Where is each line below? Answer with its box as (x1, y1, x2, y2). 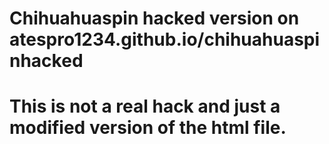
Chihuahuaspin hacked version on (9, 7, 300, 30)
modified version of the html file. (9, 117, 287, 139)
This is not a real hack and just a (9, 95, 281, 118)
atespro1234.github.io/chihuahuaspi (9, 28, 321, 51)
